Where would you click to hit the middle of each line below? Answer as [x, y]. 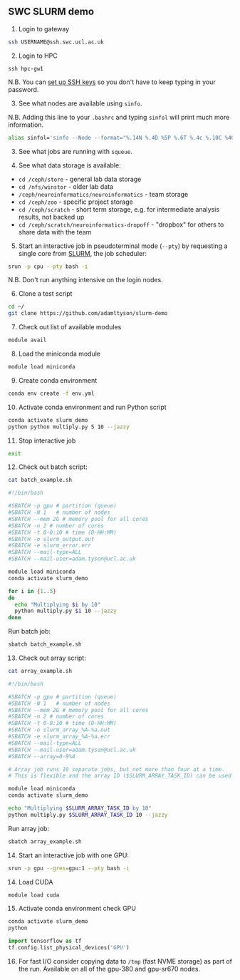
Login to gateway [44, 29]
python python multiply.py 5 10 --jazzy [69, 427]
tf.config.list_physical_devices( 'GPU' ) [69, 948]
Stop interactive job [47, 440]
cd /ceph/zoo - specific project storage [76, 202]
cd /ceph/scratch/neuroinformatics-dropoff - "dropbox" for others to [121, 225]
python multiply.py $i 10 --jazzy [66, 611]
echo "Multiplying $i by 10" [58, 604]
